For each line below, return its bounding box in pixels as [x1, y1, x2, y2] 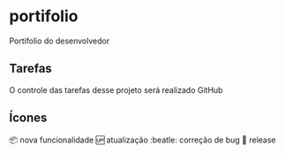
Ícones [9, 111, 48, 126]
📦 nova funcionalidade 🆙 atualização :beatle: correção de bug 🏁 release [9, 135, 276, 145]
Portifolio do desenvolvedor [9, 35, 110, 46]
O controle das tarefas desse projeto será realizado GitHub [9, 84, 223, 95]
